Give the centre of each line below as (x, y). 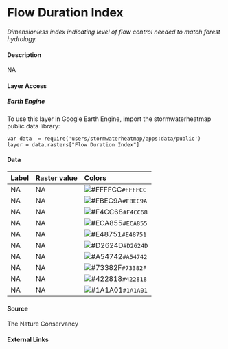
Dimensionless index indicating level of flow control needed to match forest (114, 32)
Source (18, 308)
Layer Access (27, 86)
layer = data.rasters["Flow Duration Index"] (73, 145)
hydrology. (22, 38)
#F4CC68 (135, 212)
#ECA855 (135, 223)
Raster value (56, 178)
